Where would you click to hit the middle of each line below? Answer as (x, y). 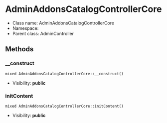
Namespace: (25, 28)
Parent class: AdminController (43, 33)
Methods (19, 49)
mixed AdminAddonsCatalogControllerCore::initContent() (64, 106)
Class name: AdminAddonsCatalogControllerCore (63, 23)
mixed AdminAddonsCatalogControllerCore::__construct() (64, 74)
